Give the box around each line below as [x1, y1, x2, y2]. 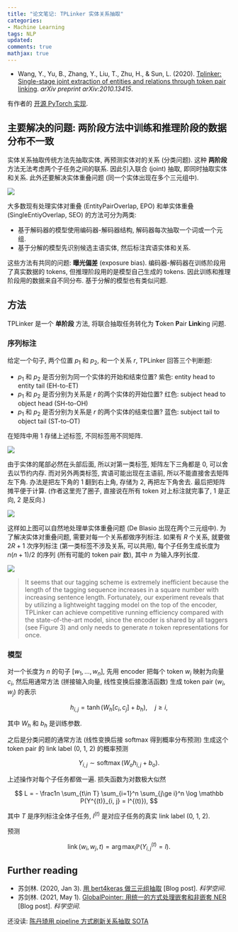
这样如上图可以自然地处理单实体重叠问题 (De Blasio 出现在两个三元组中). [7, 523, 218, 532]
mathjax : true [7, 50, 50, 57]
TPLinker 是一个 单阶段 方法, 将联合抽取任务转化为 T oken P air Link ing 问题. [7, 319, 227, 327]
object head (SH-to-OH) [17, 399, 89, 408]
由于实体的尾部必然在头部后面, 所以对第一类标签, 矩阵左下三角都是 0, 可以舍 [7, 459, 229, 468]
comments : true [7, 43, 52, 50]
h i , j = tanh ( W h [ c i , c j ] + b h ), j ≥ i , [69, 703, 169, 713]
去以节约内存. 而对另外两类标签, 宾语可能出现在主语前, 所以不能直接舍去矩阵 [7, 468, 229, 477]
